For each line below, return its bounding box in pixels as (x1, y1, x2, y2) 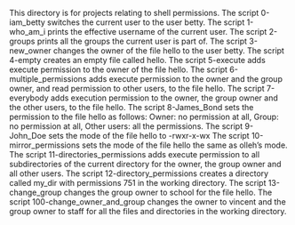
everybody (9, 92, 49, 103)
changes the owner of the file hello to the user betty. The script (52, 45, 284, 56)
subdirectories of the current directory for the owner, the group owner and (9, 159, 282, 169)
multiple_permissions (9, 74, 87, 84)
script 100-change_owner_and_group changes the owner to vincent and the (9, 197, 286, 207)
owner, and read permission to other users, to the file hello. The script (9, 84, 265, 93)
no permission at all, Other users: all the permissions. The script (9, 121, 243, 132)
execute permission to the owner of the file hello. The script (9, 64, 228, 75)
